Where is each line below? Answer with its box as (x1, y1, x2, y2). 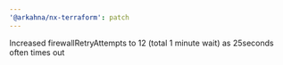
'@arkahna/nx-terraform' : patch (9, 12, 129, 22)
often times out (9, 46, 65, 58)
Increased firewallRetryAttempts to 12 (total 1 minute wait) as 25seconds (9, 37, 274, 48)
